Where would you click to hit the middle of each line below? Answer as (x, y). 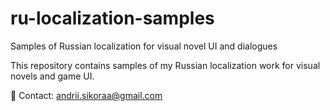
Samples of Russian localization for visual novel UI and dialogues (144, 46)
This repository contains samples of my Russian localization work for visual (165, 65)
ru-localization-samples (112, 18)
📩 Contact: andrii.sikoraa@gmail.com (86, 95)
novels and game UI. (52, 76)
